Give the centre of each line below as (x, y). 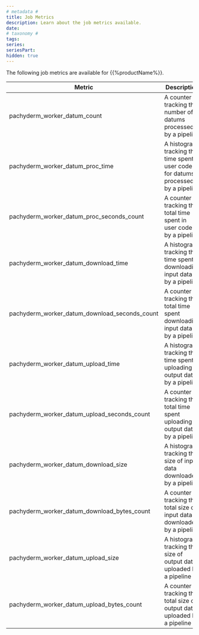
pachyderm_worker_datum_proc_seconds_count (76, 216)
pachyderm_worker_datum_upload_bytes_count (76, 604)
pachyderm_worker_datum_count (56, 116)
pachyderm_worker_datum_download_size (68, 464)
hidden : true (22, 56)
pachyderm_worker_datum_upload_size (64, 557)
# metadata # (22, 12)
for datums (179, 174)
